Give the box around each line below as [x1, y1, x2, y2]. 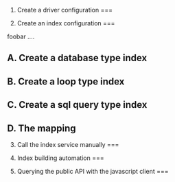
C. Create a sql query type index [7, 99, 148, 111]
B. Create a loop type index [7, 76, 125, 87]
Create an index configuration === [16, 19, 115, 27]
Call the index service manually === [16, 140, 119, 148]
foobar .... [7, 32, 35, 41]
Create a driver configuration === [16, 6, 113, 14]
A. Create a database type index [7, 52, 148, 64]
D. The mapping [7, 122, 77, 134]
